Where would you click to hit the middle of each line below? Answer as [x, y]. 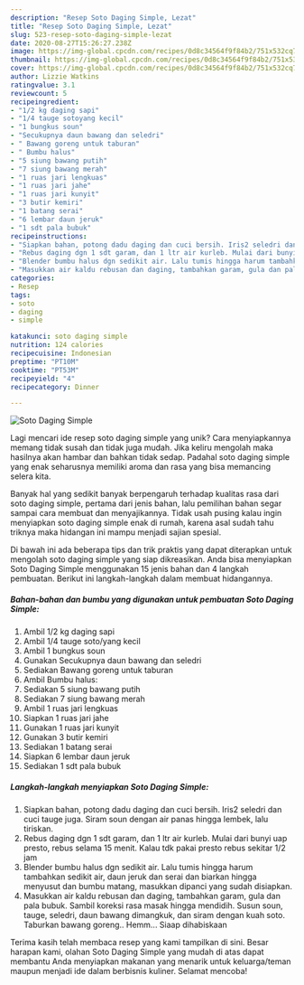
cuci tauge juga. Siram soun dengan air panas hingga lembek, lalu [146, 820]
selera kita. [31, 476]
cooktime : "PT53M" [45, 370]
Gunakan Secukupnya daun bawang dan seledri [112, 661]
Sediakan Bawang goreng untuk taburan [98, 671]
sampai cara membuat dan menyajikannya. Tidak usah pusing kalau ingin [146, 513]
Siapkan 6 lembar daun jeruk [77, 756]
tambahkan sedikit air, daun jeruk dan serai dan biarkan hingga [140, 877]
